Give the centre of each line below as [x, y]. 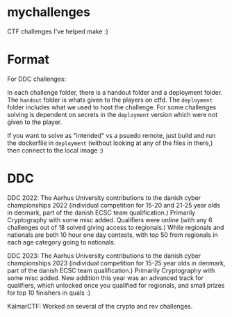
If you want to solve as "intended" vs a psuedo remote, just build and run [111, 135]
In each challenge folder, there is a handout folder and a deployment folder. [115, 92]
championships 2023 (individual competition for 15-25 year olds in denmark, [116, 263]
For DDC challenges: [37, 79]
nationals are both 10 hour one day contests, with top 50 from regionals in [113, 235]
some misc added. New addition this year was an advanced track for [105, 278]
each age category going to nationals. [61, 242]
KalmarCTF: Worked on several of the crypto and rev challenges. [100, 306]
